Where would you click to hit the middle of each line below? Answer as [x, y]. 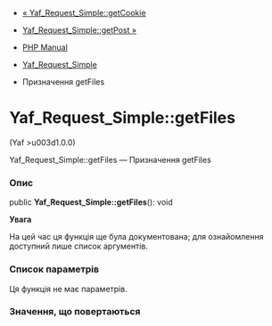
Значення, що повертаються [75, 312]
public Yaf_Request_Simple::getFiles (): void [91, 202]
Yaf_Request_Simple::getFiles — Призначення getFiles [110, 159]
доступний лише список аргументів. [79, 246]
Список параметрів [54, 269]
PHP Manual [45, 47]
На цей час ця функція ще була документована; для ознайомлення [136, 237]
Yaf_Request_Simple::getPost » [79, 30]
